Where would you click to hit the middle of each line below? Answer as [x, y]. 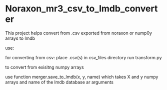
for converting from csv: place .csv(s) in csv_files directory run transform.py [83, 57]
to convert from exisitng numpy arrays [44, 67]
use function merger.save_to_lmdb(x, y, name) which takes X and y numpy [82, 77]
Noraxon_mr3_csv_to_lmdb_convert [81, 9]
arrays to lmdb [20, 38]
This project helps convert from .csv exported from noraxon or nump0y [79, 33]
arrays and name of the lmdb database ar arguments [59, 82]
